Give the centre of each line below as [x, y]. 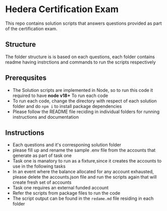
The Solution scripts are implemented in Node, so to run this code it [83, 90]
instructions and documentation [46, 117]
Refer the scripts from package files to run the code [66, 193]
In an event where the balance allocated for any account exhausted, [83, 172]
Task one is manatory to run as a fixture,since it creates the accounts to [87, 161]
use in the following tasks [39, 166]
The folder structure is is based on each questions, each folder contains [80, 57]
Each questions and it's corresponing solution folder [67, 145]
